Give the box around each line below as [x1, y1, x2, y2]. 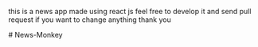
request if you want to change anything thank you [8, 15, 171, 24]
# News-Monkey [8, 31, 63, 39]
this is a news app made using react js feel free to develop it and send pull [8, 7, 252, 16]
